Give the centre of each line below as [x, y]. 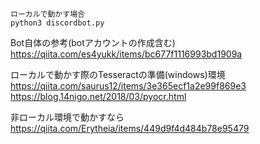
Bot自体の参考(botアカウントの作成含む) [93, 42]
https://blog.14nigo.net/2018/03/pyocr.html [98, 96]
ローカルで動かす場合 [47, 14]
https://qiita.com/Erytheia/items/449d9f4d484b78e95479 [130, 128]
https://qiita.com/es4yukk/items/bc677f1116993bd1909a [126, 54]
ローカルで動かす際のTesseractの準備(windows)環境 [118, 74]
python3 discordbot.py [57, 23]
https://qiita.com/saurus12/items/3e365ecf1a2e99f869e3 [128, 86]
